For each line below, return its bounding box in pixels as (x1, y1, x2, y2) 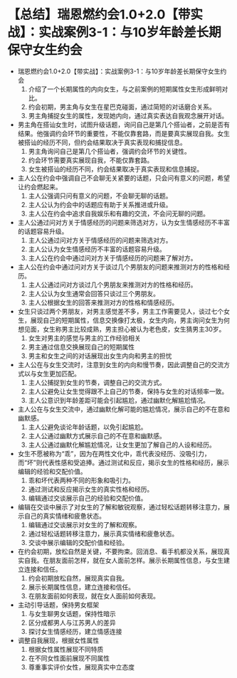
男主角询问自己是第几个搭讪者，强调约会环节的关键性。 (28, 147, 191, 155)
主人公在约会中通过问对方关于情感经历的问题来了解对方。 (28, 253, 197, 262)
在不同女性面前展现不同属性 (28, 654, 110, 662)
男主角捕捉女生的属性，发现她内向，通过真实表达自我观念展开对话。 (28, 111, 228, 120)
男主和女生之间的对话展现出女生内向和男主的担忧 (28, 351, 172, 360)
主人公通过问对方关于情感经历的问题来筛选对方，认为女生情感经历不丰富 (17, 218, 230, 226)
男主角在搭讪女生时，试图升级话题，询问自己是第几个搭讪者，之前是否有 (17, 120, 230, 129)
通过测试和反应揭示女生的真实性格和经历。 (28, 484, 154, 493)
